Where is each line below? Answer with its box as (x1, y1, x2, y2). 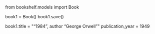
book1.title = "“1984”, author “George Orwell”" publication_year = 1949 (5, 23, 150, 29)
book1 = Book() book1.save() (5, 14, 64, 19)
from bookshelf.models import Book (5, 4, 79, 10)
